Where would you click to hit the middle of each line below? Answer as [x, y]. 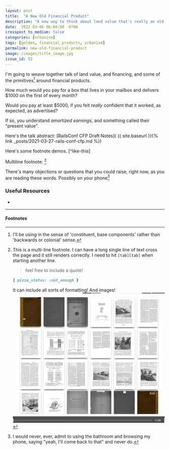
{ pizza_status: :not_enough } [46, 280]
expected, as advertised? [32, 111]
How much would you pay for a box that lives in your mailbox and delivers [82, 90]
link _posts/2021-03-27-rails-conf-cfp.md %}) [54, 141]
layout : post [19, 11]
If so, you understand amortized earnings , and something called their [77, 121]
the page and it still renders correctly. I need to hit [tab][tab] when [83, 255]
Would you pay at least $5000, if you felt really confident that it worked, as [83, 105]
